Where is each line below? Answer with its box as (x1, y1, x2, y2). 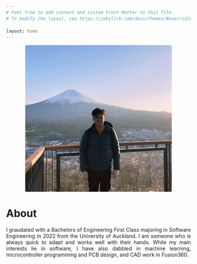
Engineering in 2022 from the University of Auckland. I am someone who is (6, 232, 191, 240)
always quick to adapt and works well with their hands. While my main (6, 239, 191, 246)
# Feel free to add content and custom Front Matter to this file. (6, 9, 175, 15)
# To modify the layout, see (6, 15, 77, 22)
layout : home (6, 28, 38, 34)
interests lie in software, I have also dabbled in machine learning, (6, 245, 191, 252)
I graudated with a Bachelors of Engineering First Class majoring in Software (6, 226, 191, 233)
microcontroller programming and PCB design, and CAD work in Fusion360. (6, 251, 189, 258)
